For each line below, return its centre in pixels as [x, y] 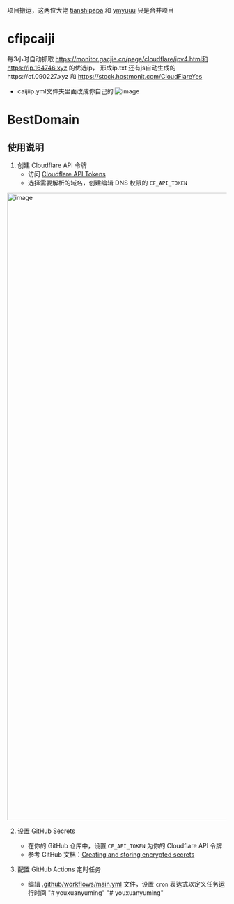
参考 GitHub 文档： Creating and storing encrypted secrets [111, 854]
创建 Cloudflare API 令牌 [52, 165]
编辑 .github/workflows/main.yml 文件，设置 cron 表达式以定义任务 [123, 884]
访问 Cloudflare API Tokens [67, 174]
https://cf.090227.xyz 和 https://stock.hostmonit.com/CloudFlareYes [105, 76]
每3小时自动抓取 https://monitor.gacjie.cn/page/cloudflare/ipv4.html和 [108, 59]
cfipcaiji [31, 39]
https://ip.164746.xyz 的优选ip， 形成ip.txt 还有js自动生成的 [92, 68]
